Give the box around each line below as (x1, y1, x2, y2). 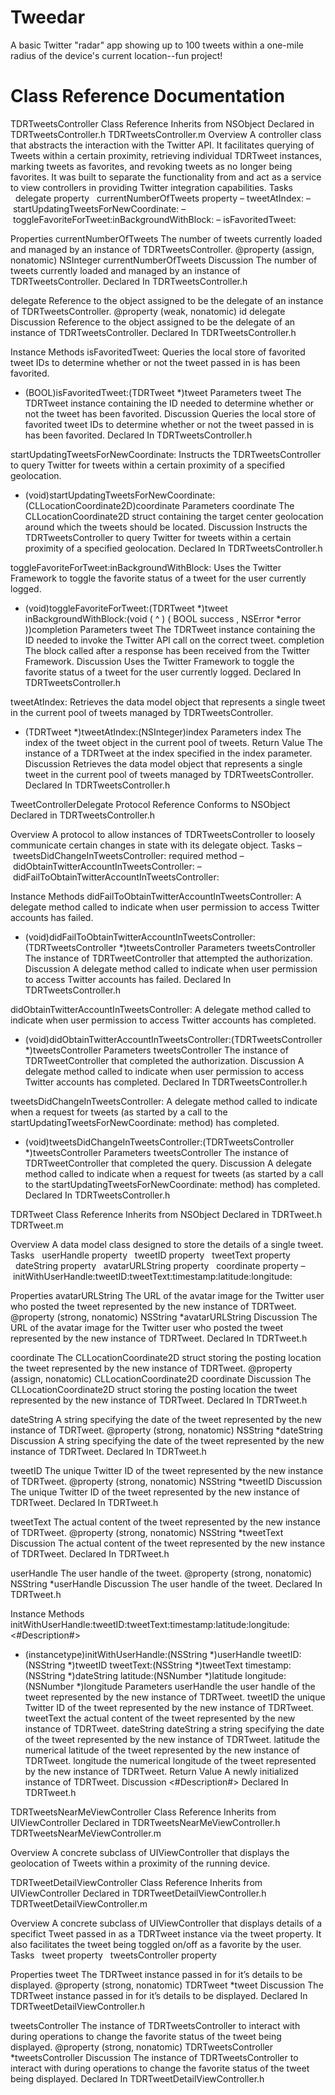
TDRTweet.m (10, 1219, 64, 1231)
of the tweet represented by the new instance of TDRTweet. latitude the (24, 1733, 321, 1745)
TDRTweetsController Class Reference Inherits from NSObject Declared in (10, 117, 315, 130)
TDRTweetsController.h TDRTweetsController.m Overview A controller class (10, 128, 322, 140)
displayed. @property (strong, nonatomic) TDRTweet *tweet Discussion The (10, 1979, 324, 1991)
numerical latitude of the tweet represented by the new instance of (24, 1744, 301, 1756)
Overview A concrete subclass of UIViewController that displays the (10, 1846, 290, 1858)
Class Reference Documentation (10, 85, 286, 108)
